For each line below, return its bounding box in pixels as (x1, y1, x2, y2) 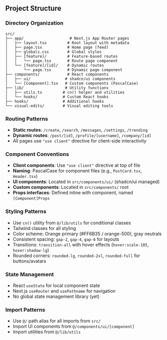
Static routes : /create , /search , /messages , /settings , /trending (12, 127, 148, 133)
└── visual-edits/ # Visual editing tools (5, 103, 114, 109)
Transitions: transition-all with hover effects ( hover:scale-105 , (12, 241, 149, 247)
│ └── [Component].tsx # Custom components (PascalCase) (5, 81, 139, 86)
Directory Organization (5, 20, 64, 27)
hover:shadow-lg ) (12, 247, 50, 253)
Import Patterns (5, 306, 46, 313)
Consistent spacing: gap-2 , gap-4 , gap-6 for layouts (12, 236, 119, 242)
